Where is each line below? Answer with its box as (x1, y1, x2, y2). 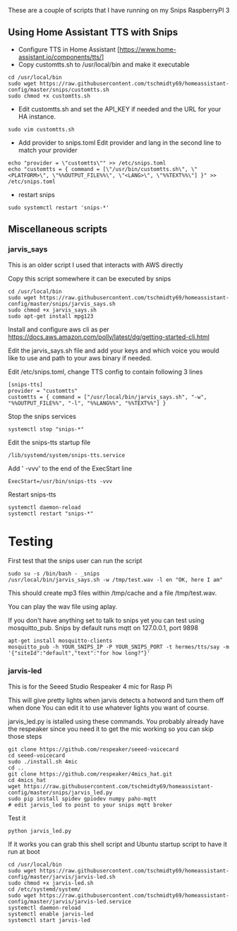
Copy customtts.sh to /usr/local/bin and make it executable (18, 60, 190, 69)
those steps (8, 732, 42, 740)
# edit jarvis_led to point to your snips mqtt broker (8, 801, 173, 808)
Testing (8, 533, 54, 550)
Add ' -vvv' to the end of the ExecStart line (8, 464, 133, 473)
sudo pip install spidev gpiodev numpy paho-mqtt (8, 795, 157, 802)
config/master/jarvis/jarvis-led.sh (8, 873, 116, 880)
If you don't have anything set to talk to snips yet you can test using (8, 616, 205, 624)
